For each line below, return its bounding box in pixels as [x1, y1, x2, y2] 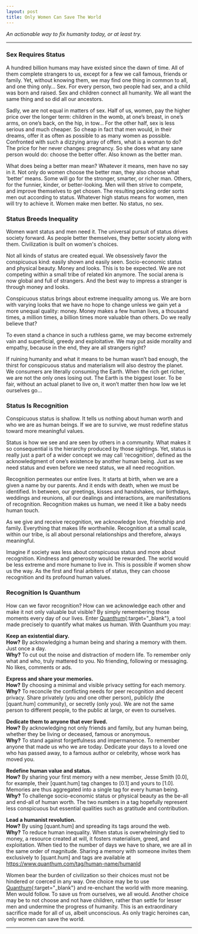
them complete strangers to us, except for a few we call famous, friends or [6, 70, 187, 77]
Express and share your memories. [6, 675, 94, 682]
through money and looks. [6, 284, 70, 291]
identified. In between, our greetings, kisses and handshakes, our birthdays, [6, 488, 191, 495]
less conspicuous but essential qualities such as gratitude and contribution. [6, 805, 189, 812]
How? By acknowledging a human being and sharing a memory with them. [6, 639, 187, 646]
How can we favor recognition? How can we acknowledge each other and [6, 602, 186, 609]
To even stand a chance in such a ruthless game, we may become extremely [6, 331, 192, 339]
